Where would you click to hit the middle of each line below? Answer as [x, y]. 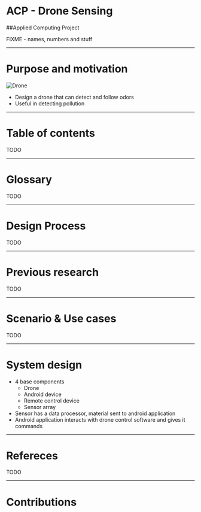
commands [29, 426]
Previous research [53, 272]
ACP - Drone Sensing [60, 11]
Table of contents [51, 133]
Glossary [29, 179]
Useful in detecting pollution [50, 103]
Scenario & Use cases [61, 319]
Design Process [46, 226]
